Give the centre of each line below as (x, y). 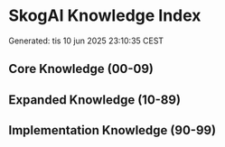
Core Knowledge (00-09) (81, 69)
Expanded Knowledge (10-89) (95, 100)
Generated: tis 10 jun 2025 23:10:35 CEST (86, 41)
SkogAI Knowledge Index (105, 16)
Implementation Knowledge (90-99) (112, 130)
